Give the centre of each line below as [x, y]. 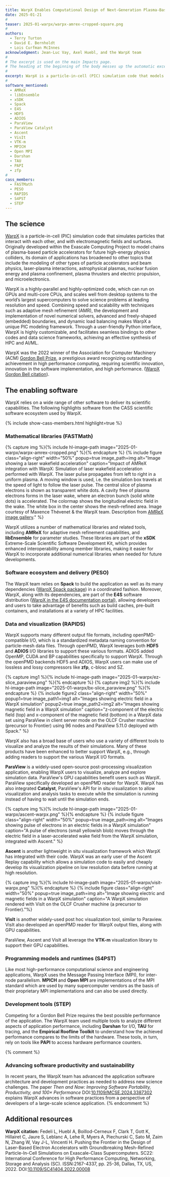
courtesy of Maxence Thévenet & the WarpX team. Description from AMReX [84, 512]
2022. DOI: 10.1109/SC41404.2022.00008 [48, 1169]
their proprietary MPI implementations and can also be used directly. [77, 991]
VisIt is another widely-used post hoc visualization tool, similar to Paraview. [84, 919]
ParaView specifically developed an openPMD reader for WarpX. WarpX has [84, 783]
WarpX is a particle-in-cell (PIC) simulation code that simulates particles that [85, 236]
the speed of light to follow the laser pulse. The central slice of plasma [78, 485]
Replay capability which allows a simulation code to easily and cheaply [79, 862]
